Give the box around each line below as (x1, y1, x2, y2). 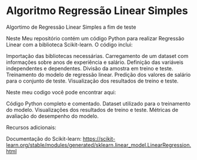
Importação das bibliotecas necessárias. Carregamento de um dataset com (6, 52, 189, 59)
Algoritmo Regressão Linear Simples (6, 4, 188, 18)
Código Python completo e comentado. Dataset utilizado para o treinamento (6, 100, 191, 107)
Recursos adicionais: (6, 124, 57, 131)
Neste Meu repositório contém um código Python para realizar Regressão (6, 35, 185, 42)
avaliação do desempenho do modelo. (6, 113, 99, 120)
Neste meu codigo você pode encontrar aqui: (6, 88, 116, 96)
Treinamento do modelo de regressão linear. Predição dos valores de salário (6, 71, 191, 78)
